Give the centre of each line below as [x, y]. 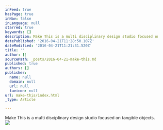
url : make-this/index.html [32, 95]
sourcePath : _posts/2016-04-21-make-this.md [51, 59]
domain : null [23, 81]
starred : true [19, 28]
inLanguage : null [23, 23]
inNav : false [18, 18]
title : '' [15, 50]
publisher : [16, 73]
